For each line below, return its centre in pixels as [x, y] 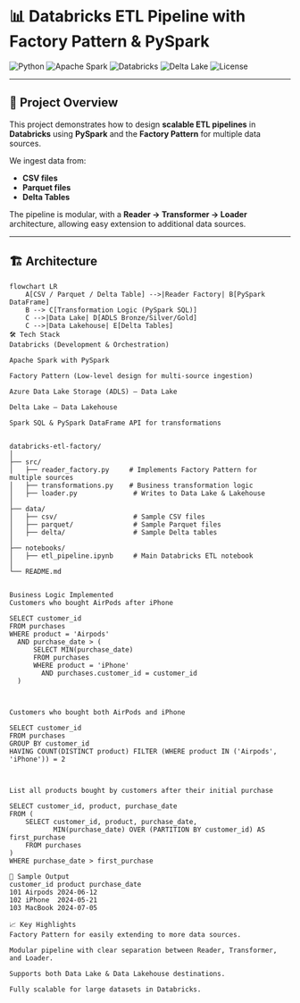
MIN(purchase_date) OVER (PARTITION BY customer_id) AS [159, 830]
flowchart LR [33, 286]
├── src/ [25, 462]
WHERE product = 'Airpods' [59, 634]
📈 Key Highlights [43, 924]
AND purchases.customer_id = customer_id [120, 673]
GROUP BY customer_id [50, 743]
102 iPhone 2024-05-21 [54, 900]
